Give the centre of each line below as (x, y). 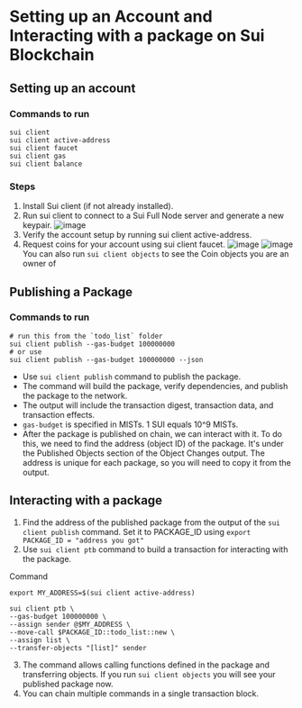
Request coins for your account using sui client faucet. (124, 244)
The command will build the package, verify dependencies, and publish (155, 386)
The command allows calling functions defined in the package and (146, 665)
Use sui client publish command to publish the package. (132, 377)
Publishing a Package (71, 291)
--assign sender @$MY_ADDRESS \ (70, 624)
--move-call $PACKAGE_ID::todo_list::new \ (92, 632)
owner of (39, 264)
